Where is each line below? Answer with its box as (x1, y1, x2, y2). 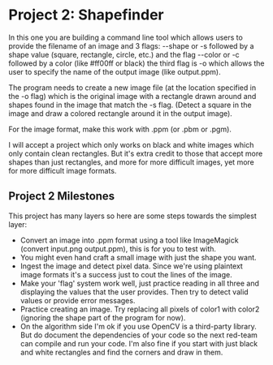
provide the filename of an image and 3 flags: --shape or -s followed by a (8, 41, 254, 50)
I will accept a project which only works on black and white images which (8, 140, 254, 149)
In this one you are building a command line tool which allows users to (8, 32, 244, 42)
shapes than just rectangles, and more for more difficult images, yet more (8, 157, 254, 167)
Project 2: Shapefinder (8, 6, 164, 24)
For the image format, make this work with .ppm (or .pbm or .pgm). (8, 124, 232, 134)
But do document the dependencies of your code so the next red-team (19, 330, 258, 340)
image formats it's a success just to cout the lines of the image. (19, 269, 233, 279)
